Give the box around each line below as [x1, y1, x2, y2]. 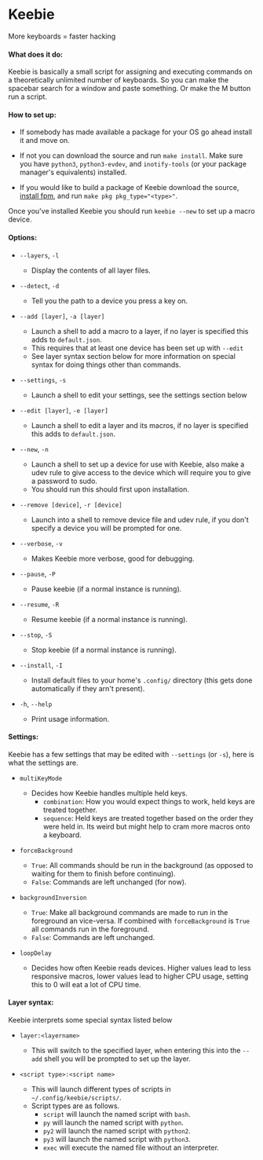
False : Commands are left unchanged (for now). [31, 877, 187, 887]
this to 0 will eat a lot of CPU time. [31, 979, 141, 989]
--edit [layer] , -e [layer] [19, 405, 108, 415]
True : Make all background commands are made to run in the [31, 907, 228, 917]
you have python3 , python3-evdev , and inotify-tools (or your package [19, 159, 247, 169]
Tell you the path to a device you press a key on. [31, 296, 188, 306]
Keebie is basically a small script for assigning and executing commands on [8, 67, 253, 76]
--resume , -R [19, 599, 60, 609]
